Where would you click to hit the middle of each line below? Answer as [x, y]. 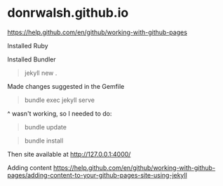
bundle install [44, 141]
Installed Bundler [32, 59]
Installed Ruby [28, 45]
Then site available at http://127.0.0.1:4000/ [69, 154]
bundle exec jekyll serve [59, 100]
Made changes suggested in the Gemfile [66, 86]
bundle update [45, 127]
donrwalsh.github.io [68, 13]
